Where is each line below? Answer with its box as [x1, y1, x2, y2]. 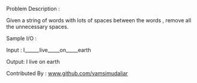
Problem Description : [6, 5, 60, 12]
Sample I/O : [6, 35, 37, 41]
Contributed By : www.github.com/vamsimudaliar [6, 70, 128, 77]
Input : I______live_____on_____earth [6, 46, 91, 54]
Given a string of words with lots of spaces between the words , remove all [6, 17, 192, 23]
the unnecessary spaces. [6, 23, 69, 30]
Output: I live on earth [6, 58, 60, 65]
